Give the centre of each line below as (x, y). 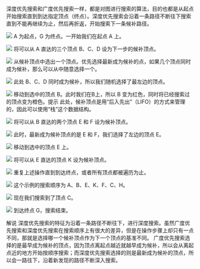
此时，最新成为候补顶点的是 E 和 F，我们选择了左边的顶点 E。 (89, 134)
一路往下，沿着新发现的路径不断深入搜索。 (68, 260)
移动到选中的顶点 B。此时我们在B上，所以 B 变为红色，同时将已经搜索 (99, 94)
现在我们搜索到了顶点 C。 (45, 198)
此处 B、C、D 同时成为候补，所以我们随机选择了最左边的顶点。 (91, 82)
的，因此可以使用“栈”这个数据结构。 (50, 109)
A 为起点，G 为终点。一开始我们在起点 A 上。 (69, 36)
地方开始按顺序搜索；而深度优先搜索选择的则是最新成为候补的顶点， (105, 253)
